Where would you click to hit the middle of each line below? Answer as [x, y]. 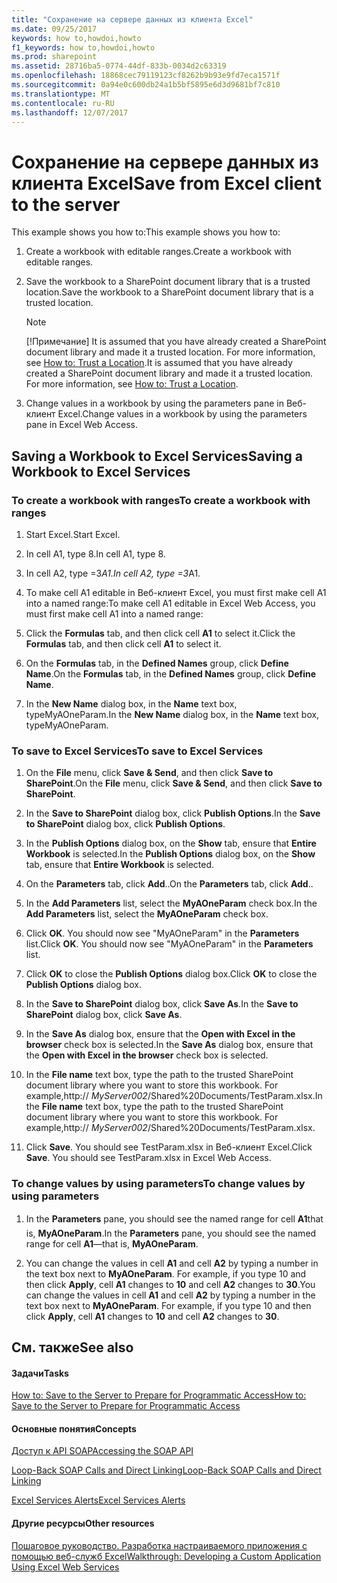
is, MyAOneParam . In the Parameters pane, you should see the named [171, 1233]
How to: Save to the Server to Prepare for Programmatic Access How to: [159, 1395]
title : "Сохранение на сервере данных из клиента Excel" [132, 19]
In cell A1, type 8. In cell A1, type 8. [95, 554]
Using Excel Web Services [65, 1567]
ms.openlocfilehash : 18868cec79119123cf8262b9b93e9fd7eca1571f [146, 76]
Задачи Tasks [40, 1373]
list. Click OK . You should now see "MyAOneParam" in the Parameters [169, 944]
